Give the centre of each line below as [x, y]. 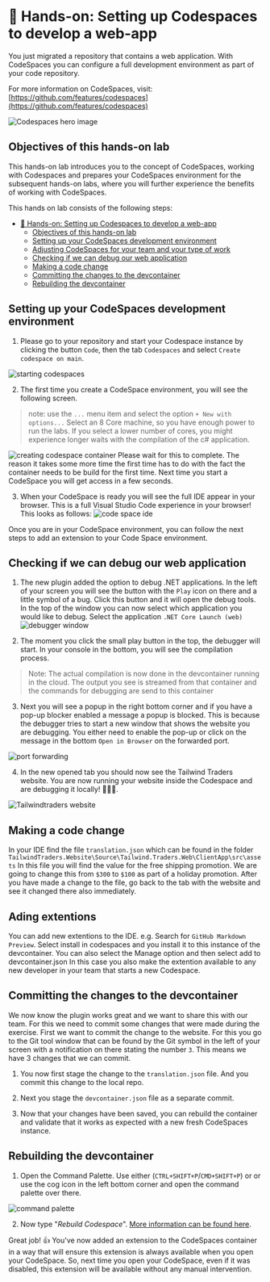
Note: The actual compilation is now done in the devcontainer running [144, 674]
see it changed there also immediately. [73, 891]
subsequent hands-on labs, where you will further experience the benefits [132, 183]
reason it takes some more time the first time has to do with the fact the [127, 463]
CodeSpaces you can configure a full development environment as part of [131, 65]
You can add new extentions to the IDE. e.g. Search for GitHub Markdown [127, 936]
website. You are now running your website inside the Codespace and [136, 781]
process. [35, 658]
